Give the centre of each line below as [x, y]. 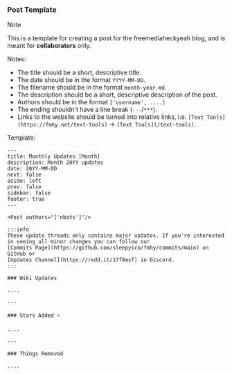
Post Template [32, 10]
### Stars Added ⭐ [34, 316]
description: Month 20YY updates [55, 163]
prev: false [24, 187]
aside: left [24, 181]
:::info [18, 230]
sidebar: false [29, 193]
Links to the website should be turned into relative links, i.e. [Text [110, 117]
